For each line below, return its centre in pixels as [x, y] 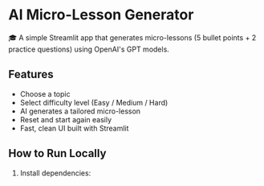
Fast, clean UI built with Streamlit [74, 128]
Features [31, 74]
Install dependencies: [55, 173]
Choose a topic [45, 93]
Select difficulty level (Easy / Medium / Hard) [94, 102]
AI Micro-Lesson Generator [101, 15]
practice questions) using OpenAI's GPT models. [89, 49]
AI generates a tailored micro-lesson [80, 111]
